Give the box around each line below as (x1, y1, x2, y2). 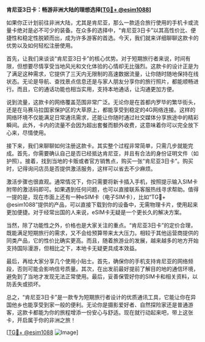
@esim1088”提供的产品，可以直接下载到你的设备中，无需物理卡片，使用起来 (6, 201, 198, 208)
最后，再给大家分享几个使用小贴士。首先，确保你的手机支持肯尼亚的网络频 (6, 258, 193, 265)
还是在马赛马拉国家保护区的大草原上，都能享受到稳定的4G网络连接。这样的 (6, 106, 196, 113)
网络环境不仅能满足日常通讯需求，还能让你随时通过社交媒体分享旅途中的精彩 (6, 114, 199, 121)
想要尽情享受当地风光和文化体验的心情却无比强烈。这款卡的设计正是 (22, 62, 193, 70)
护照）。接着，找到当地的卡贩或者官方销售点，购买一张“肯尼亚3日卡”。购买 (6, 157, 193, 165)
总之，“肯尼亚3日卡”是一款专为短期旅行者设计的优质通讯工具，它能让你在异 (6, 294, 196, 300)
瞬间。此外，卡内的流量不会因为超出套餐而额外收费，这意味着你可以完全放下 (6, 122, 199, 128)
